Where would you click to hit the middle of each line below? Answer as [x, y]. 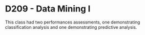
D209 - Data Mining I [48, 9]
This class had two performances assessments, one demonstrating [73, 22]
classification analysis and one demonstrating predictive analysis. [71, 27]
